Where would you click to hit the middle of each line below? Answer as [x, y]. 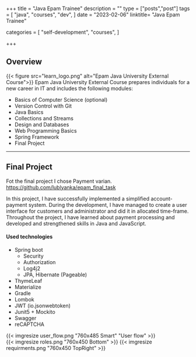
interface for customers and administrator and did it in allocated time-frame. [97, 211]
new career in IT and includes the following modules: [69, 88]
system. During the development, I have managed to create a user [108, 205]
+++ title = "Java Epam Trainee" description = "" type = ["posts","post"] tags [98, 8]
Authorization [39, 262]
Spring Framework [37, 137]
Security [33, 256]
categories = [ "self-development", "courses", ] [63, 32]
